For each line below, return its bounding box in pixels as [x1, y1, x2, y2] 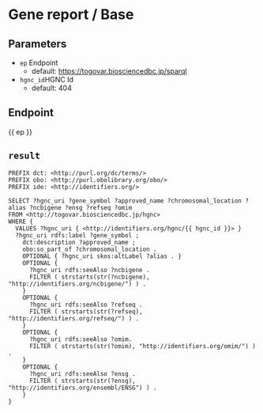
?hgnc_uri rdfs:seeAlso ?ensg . [28, 369, 136, 377]
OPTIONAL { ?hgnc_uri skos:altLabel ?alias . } [22, 252, 182, 260]
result [8, 150, 41, 161]
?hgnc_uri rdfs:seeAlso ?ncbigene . [28, 266, 150, 274]
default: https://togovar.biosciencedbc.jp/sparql [31, 66, 187, 76]
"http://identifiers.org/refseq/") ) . [8, 314, 140, 322]
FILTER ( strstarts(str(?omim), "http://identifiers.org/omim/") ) [28, 342, 257, 350]
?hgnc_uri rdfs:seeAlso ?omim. [28, 335, 133, 343]
